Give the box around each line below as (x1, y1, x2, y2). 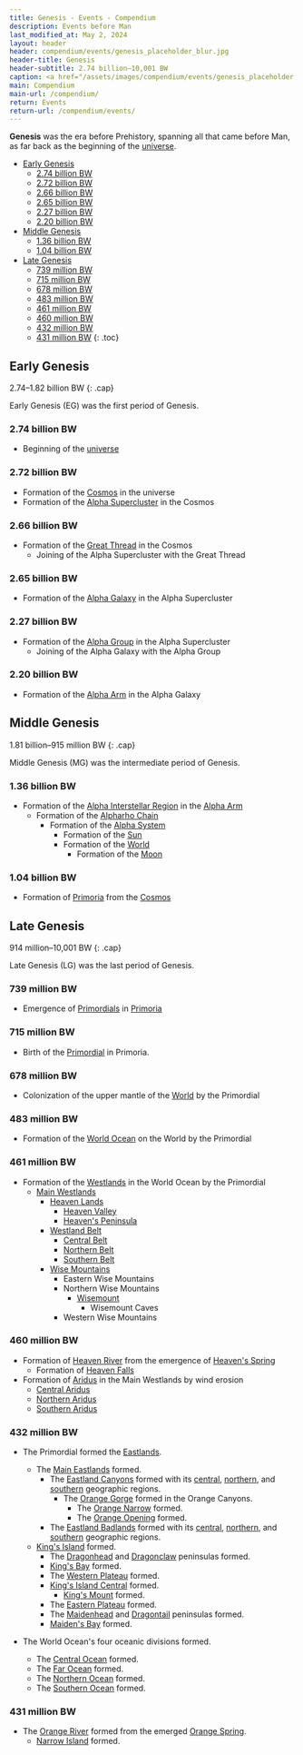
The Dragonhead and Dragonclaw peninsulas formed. (49, 1551, 251, 1562)
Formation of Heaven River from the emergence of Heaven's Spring (22, 1354, 276, 1365)
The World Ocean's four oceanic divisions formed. (22, 1636, 211, 1647)
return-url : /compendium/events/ (9, 106, 136, 115)
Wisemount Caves (90, 1302, 159, 1313)
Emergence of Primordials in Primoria (22, 1003, 162, 1014)
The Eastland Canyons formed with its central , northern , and (49, 1473, 276, 1485)
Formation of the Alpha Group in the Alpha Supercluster (22, 636, 231, 647)
